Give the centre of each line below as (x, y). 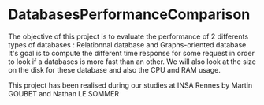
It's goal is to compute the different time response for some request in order (131, 53)
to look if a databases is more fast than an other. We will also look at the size (132, 62)
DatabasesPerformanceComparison (129, 15)
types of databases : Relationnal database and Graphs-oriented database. (128, 44)
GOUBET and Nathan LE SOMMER (64, 93)
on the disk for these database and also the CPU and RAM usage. (114, 69)
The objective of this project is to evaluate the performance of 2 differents (128, 36)
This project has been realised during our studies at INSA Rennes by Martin (130, 85)
